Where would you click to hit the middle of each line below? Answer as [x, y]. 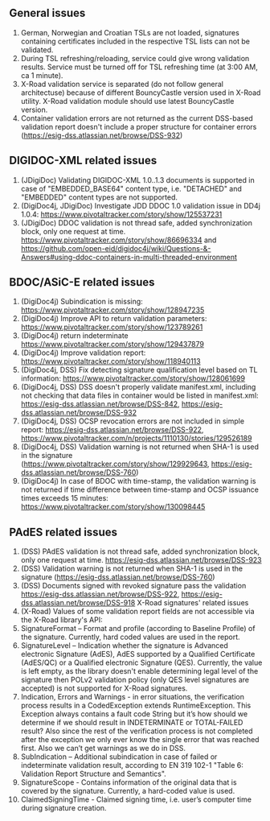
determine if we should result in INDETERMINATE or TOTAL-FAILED [132, 723]
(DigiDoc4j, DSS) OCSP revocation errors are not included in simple [132, 421]
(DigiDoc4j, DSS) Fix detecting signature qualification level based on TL [139, 370]
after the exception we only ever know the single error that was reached [140, 740]
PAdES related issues [63, 532]
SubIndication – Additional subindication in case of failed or [119, 757]
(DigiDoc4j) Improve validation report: [83, 353]
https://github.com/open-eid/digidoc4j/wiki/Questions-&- [116, 248]
